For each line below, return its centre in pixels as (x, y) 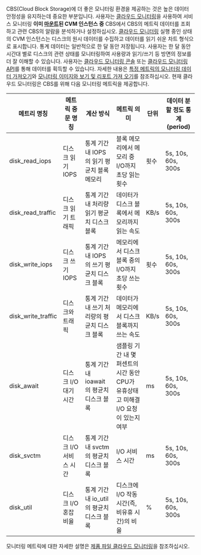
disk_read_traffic (33, 213)
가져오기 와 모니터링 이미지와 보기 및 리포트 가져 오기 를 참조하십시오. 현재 (97, 76)
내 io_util (97, 499)
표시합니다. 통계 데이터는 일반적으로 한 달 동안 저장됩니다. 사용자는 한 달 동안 (102, 46)
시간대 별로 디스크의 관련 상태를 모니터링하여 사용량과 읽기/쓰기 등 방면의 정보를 (99, 54)
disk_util (21, 507)
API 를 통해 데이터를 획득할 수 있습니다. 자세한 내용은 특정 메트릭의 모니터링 (93, 69)
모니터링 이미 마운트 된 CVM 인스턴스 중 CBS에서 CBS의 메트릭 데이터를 (96, 24)
